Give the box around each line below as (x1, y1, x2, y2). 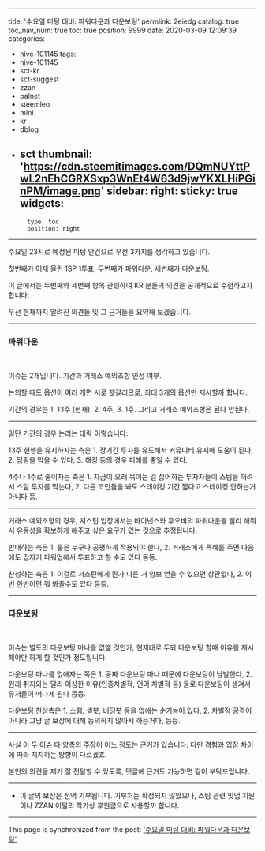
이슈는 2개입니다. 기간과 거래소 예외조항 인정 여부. (8, 371, 162, 381)
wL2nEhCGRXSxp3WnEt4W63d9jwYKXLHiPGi (19, 172, 256, 186)
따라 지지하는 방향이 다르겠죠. (16, 750, 108, 759)
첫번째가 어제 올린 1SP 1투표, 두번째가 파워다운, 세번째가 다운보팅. (8, 264, 210, 273)
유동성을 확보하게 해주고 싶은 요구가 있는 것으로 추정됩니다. (16, 526, 198, 535)
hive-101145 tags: (19, 49, 77, 58)
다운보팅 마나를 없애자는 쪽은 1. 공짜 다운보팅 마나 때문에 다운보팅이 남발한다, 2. (8, 669, 252, 679)
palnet (19, 92, 41, 100)
